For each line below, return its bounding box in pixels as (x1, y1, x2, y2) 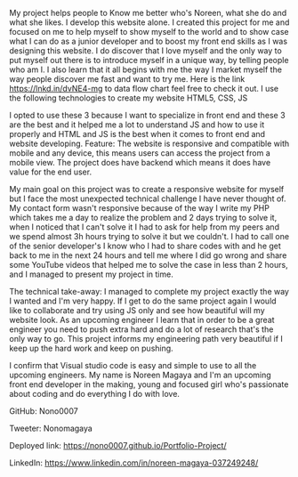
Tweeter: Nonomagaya (9, 423, 93, 433)
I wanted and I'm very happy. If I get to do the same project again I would (9, 295, 278, 306)
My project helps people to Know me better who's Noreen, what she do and (9, 8, 287, 18)
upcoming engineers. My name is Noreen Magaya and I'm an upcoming (9, 369, 271, 380)
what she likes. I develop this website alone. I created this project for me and (9, 17, 290, 28)
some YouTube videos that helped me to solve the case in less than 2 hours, (9, 260, 288, 270)
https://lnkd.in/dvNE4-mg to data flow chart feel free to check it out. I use (9, 84, 278, 93)
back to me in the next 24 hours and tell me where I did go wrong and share (9, 250, 287, 261)
